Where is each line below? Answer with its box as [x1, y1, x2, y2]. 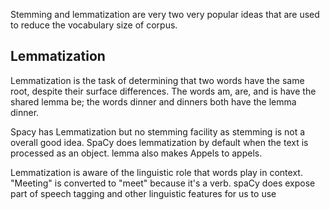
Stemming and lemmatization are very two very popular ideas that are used [10, 9, 320, 20]
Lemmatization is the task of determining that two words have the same [10, 74, 305, 86]
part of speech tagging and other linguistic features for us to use [10, 187, 277, 199]
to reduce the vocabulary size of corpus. [10, 19, 178, 31]
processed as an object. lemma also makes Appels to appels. [10, 147, 263, 159]
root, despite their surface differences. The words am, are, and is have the [10, 85, 317, 97]
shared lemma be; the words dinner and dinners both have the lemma [10, 95, 297, 108]
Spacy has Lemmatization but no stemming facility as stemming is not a [10, 125, 306, 138]
